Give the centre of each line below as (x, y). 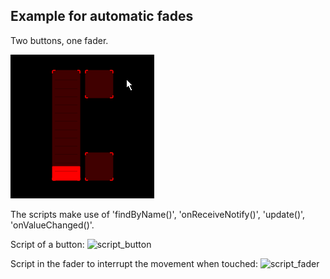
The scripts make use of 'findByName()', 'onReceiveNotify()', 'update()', (158, 214)
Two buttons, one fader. (59, 40)
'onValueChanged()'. (52, 225)
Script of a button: (47, 244)
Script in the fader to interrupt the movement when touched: (134, 263)
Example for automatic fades (102, 16)
